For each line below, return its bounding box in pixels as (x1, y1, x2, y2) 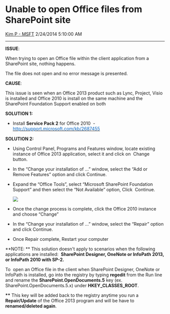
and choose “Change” (12, 211, 59, 217)
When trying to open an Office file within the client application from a (5, 55, 149, 61)
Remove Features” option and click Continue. (12, 171, 107, 177)
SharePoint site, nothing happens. (5, 61, 76, 67)
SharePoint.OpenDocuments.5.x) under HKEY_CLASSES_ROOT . (5, 282, 139, 288)
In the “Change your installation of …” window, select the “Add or (12, 166, 148, 172)
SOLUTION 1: (5, 110, 33, 117)
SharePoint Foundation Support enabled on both (5, 100, 106, 107)
